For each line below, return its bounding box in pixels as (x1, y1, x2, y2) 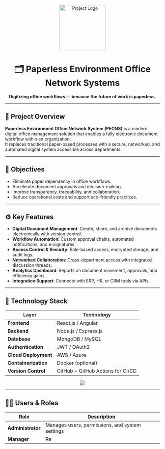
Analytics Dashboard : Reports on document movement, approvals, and (12, 268, 158, 274)
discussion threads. (12, 262, 53, 268)
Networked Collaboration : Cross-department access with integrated (12, 257, 152, 263)
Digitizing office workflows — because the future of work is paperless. (9, 93, 156, 99)
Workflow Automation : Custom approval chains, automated (12, 236, 134, 242)
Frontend (7, 320, 29, 327)
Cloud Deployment (7, 352, 53, 359)
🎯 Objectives (5, 165, 45, 174)
